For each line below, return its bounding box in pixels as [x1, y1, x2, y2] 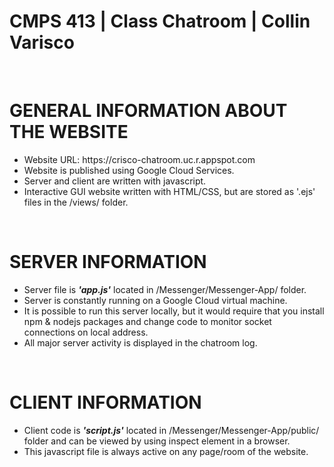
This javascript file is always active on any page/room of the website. [23, 445, 309, 457]
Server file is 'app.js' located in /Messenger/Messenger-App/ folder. [23, 283, 307, 295]
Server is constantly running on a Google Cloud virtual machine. [23, 294, 288, 306]
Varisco [9, 31, 75, 54]
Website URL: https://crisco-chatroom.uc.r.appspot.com [23, 153, 256, 165]
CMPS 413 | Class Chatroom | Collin [9, 10, 311, 33]
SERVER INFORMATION [9, 251, 207, 274]
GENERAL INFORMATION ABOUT [9, 100, 288, 122]
